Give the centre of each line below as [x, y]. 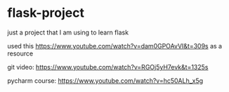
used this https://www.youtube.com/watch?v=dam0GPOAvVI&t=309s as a [115, 46]
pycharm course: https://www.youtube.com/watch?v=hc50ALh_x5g [105, 80]
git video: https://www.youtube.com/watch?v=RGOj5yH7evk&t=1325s [108, 67]
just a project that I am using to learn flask [68, 32]
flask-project [46, 13]
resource [20, 53]
